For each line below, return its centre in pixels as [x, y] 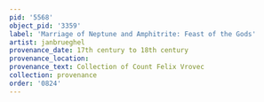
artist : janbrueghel [48, 42]
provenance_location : [49, 59]
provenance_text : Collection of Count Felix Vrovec [107, 67]
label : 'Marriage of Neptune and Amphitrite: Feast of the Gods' [132, 34]
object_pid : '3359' [45, 26]
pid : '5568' [31, 17]
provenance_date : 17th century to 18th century [99, 51]
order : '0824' [36, 83]
